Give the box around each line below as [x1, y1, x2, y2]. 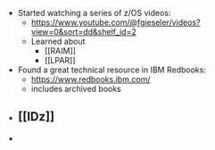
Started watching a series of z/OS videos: [17, 8, 171, 18]
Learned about [30, 36, 86, 46]
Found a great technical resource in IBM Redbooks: [17, 64, 207, 75]
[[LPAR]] [44, 55, 76, 65]
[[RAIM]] [44, 46, 76, 56]
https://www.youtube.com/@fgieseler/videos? [30, 17, 201, 28]
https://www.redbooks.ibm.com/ [30, 74, 151, 84]
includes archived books [30, 84, 122, 94]
